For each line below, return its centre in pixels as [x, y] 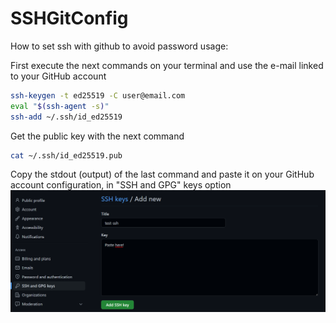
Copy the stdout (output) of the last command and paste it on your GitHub [162, 174]
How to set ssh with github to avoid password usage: [119, 46]
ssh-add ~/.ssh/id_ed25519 [66, 117]
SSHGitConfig [69, 18]
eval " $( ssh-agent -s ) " [60, 106]
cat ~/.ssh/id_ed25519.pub [66, 155]
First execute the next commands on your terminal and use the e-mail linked [167, 65]
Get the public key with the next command [97, 136]
